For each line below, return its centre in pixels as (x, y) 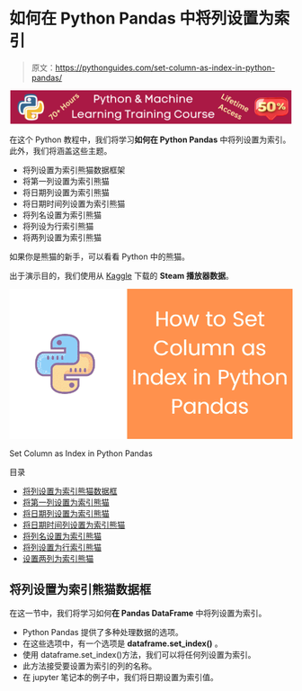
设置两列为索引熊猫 (58, 558)
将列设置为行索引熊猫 (62, 547)
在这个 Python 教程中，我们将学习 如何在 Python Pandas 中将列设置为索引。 (150, 139)
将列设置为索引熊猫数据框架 (74, 170)
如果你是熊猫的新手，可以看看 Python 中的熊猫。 (100, 256)
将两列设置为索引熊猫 (62, 237)
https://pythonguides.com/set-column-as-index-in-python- (165, 67)
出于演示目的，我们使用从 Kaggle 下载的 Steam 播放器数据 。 (121, 275)
